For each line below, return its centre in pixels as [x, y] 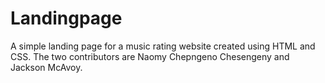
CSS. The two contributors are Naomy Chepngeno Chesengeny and [150, 56]
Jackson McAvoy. [46, 67]
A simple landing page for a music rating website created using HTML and [163, 46]
